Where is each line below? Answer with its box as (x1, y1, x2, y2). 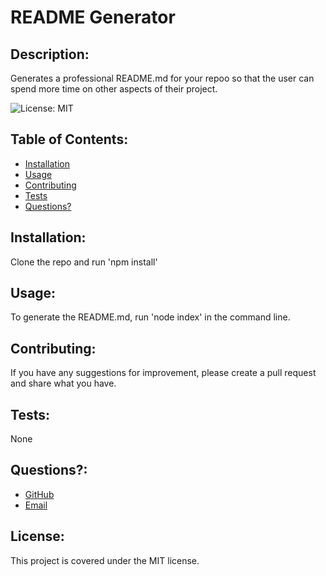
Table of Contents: (10, 131, 129, 148)
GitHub (24, 488, 55, 500)
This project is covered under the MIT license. (10, 554, 200, 566)
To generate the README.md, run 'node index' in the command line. (10, 311, 291, 323)
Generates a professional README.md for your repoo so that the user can (10, 72, 315, 84)
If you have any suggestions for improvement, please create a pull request (10, 367, 317, 379)
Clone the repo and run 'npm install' (10, 256, 158, 268)
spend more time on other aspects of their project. (10, 83, 218, 95)
